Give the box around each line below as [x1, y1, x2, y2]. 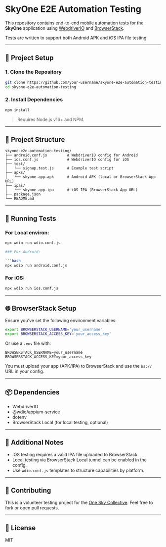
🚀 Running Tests [5, 214, 56, 222]
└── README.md [5, 196, 35, 201]
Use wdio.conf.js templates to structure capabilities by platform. [12, 467, 145, 473]
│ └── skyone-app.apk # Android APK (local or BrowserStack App [5, 174, 156, 179]
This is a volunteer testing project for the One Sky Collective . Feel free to [5, 499, 153, 505]
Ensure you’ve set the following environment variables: [5, 317, 117, 323]
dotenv [12, 414, 27, 420]
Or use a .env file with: [5, 340, 51, 346]
